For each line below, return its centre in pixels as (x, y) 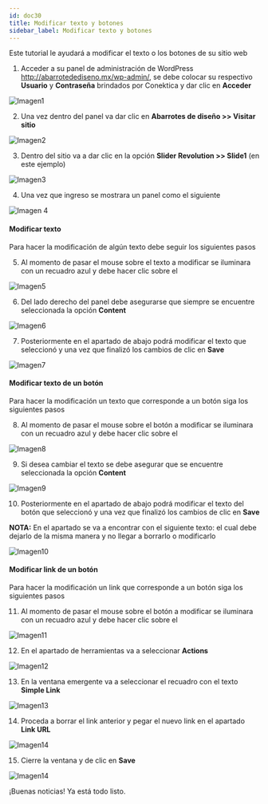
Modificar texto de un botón (56, 383)
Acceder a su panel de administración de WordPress (107, 69)
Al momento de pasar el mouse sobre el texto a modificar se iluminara (136, 262)
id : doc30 (26, 16)
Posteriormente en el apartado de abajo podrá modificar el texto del (132, 503)
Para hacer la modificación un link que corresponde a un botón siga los (126, 587)
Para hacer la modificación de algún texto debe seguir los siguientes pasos (132, 246)
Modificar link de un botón (53, 569)
